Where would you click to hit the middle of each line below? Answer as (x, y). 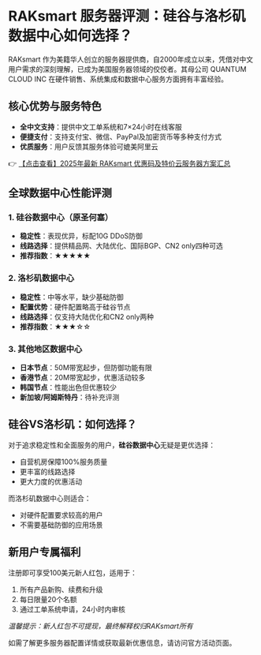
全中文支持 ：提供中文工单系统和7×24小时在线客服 (101, 126)
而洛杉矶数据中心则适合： (50, 498)
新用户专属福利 (45, 552)
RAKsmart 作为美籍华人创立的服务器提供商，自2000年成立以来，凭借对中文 (131, 59)
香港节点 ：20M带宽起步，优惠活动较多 (82, 378)
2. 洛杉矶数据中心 (41, 279)
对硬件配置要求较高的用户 (61, 515)
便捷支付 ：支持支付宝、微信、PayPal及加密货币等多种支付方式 (121, 137)
